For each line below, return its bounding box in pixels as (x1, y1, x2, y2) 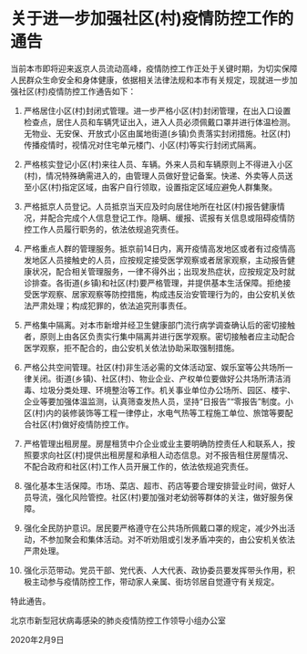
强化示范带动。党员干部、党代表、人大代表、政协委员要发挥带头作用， (23, 565, 288, 576)
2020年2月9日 (10, 634, 65, 645)
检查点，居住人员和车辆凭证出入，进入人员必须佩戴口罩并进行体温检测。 (23, 116, 295, 128)
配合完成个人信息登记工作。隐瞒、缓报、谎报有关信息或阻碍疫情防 (47, 212, 295, 223)
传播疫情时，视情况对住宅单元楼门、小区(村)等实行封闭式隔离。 (23, 139, 262, 151)
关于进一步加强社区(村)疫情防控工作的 (10, 8, 294, 29)
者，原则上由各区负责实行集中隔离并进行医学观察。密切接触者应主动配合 (23, 330, 295, 342)
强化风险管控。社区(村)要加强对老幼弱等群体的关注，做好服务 (55, 492, 286, 503)
